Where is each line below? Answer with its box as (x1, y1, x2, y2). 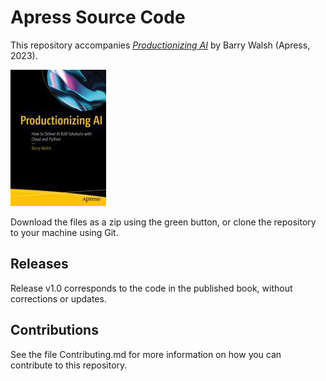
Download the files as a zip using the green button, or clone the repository (10, 216, 317, 228)
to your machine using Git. (10, 226, 119, 238)
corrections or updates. (10, 292, 107, 305)
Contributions (10, 322, 99, 339)
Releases (10, 256, 69, 273)
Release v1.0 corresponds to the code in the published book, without (10, 282, 293, 294)
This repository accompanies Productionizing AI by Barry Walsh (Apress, (10, 39, 311, 51)
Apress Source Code (10, 6, 186, 29)
